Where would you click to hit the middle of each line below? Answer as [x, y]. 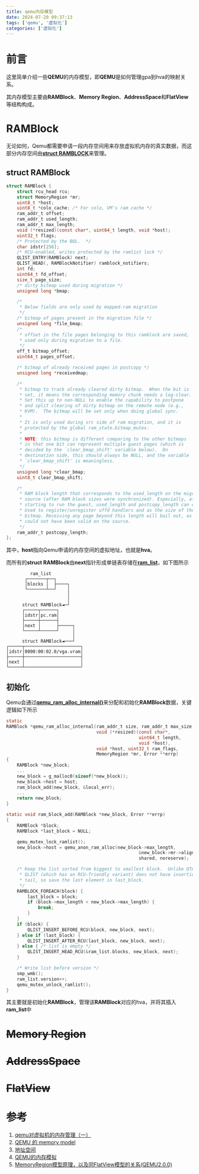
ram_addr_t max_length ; [46, 225]
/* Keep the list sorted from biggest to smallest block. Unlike [100, 869]
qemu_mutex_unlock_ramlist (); [54, 985]
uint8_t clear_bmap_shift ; [50, 477]
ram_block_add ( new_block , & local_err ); [66, 787]
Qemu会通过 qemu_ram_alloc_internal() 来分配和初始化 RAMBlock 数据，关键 [99, 702]
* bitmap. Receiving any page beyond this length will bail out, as [106, 516]
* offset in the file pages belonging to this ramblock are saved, [104, 335]
